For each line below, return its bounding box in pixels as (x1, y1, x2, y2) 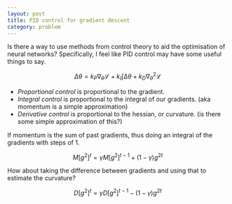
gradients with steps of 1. (7, 138, 80, 147)
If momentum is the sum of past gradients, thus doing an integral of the (7, 130, 213, 139)
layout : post (7, 10, 46, 18)
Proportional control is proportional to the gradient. (17, 87, 165, 95)
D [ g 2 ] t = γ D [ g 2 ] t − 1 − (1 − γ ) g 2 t (73, 187, 163, 197)
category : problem (7, 23, 61, 30)
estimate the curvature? (7, 174, 76, 182)
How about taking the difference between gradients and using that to (7, 166, 207, 175)
